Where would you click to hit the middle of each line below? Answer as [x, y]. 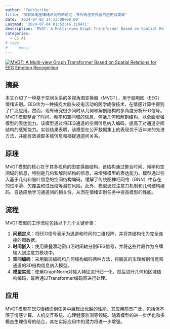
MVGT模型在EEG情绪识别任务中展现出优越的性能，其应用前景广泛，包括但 [83, 309]
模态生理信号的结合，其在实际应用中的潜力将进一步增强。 [65, 321]
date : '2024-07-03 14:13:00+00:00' [43, 19]
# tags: [13, 43]
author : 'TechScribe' [28, 10]
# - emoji [18, 48]
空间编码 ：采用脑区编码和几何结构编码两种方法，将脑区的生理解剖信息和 [88, 259]
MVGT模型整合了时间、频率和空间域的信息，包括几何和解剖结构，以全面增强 [85, 117]
